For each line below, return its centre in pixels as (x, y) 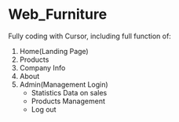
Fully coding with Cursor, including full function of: (89, 36)
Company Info (42, 67)
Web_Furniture (58, 14)
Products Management (68, 101)
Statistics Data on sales (69, 92)
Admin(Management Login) (64, 84)
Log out (44, 109)
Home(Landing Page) (54, 51)
